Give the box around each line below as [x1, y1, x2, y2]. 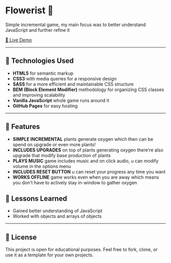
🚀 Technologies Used [5, 56, 74, 65]
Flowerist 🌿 [5, 5, 53, 16]
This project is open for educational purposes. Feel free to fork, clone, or [5, 247, 158, 253]
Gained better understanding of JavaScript [12, 208, 103, 214]
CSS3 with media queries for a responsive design [12, 75, 117, 81]
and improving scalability [12, 92, 65, 98]
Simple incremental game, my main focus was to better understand [5, 21, 146, 28]
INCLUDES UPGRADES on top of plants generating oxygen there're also [12, 147, 164, 153]
